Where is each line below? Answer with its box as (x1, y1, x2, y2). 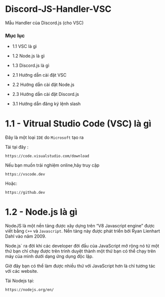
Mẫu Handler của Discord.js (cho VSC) (5, 20, 84, 26)
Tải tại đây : (5, 144, 29, 150)
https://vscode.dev (5, 172, 45, 177)
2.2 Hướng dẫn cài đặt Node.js (12, 82, 75, 87)
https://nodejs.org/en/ (5, 288, 54, 293)
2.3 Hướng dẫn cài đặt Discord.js (12, 91, 79, 97)
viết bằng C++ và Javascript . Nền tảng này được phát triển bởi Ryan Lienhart (5, 228, 160, 234)
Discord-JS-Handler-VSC (5, 3, 112, 15)
